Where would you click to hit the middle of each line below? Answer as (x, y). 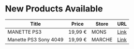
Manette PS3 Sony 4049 (36, 39)
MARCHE (102, 39)
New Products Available (54, 9)
